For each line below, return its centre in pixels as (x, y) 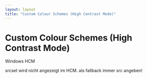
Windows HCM (20, 61)
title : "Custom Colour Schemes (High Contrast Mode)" (61, 14)
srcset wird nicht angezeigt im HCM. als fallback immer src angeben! (74, 71)
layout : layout (20, 9)
